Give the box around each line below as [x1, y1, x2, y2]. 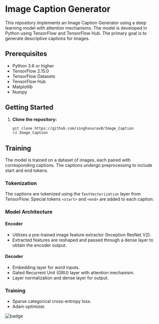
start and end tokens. [5, 167, 48, 173]
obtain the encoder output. [12, 242, 67, 248]
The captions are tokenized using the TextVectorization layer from [5, 191, 141, 197]
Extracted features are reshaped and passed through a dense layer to [12, 237, 154, 243]
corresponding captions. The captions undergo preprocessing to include [5, 162, 153, 168]
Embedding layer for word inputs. [12, 264, 80, 270]
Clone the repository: [12, 116, 57, 122]
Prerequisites [5, 50, 47, 58]
